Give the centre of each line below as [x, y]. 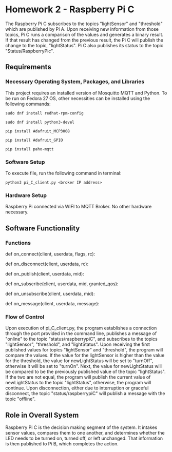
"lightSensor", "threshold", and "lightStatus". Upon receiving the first [78, 344]
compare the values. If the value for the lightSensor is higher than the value [85, 356]
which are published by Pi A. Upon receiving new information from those [82, 29]
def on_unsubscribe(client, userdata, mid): [50, 293]
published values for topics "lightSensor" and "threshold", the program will [84, 350]
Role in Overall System [42, 415]
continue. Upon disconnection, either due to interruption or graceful [77, 388]
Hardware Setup [26, 195]
